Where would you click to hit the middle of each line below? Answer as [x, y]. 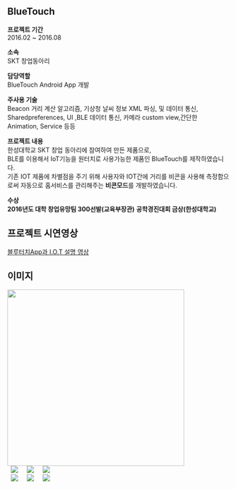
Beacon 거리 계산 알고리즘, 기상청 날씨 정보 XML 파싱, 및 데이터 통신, [103, 108]
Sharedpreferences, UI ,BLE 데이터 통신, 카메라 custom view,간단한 [102, 117]
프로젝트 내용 [25, 141]
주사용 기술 [22, 99]
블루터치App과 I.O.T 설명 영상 [48, 252]
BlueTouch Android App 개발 [48, 85]
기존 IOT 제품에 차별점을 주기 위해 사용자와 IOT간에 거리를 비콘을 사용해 [106, 176]
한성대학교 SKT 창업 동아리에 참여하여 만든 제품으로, [79, 150]
